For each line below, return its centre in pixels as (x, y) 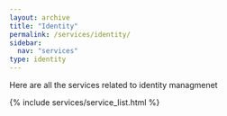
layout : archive (40, 18)
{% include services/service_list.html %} (85, 103)
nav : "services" (48, 51)
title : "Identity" (44, 26)
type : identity (38, 59)
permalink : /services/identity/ (70, 34)
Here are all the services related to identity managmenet (113, 85)
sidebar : (26, 43)
